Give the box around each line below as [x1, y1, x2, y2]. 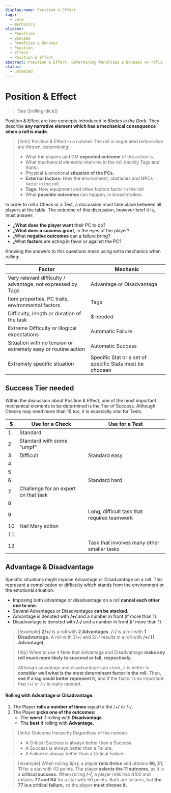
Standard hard [88, 477, 122, 484]
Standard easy [88, 452, 123, 459]
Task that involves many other [88, 539, 159, 546]
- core [10, 17, 24, 22]
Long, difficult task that [88, 508, 144, 515]
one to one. [12, 602, 37, 609]
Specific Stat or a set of [91, 353, 147, 361]
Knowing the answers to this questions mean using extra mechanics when [5, 248, 161, 254]
